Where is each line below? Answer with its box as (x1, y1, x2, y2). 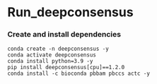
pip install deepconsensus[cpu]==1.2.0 (7, 64, 125, 71)
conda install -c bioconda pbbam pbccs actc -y (7, 70, 151, 78)
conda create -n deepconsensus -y (7, 45, 110, 53)
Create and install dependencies (7, 30, 122, 40)
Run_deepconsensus (7, 4, 134, 20)
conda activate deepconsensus (7, 52, 97, 59)
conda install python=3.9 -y (7, 58, 93, 65)
